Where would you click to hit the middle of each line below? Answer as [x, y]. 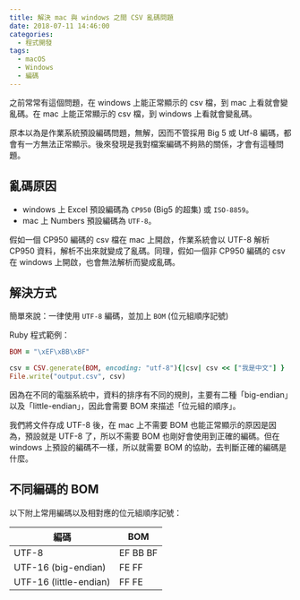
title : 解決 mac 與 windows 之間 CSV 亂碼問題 [92, 17]
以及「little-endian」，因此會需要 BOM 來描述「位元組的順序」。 [125, 406]
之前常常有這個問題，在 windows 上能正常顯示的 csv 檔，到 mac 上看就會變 [149, 102]
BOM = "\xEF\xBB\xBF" [50, 352]
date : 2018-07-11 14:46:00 [60, 26]
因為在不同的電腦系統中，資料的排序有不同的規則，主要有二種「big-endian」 [149, 394]
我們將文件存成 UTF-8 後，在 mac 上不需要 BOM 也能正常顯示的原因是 [139, 425]
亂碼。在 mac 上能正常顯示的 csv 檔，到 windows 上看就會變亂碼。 [133, 114]
